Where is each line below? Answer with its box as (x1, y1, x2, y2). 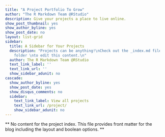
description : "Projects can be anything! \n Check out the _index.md (9, 48, 151, 53)
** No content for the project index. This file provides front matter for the (5, 121, 152, 127)
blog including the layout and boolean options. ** (5, 126, 105, 132)
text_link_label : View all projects (14, 99, 89, 104)
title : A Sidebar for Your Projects (9, 44, 84, 49)
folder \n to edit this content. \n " (14, 53, 87, 58)
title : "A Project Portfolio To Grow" (5, 7, 84, 12)
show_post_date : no (5, 30, 45, 35)
